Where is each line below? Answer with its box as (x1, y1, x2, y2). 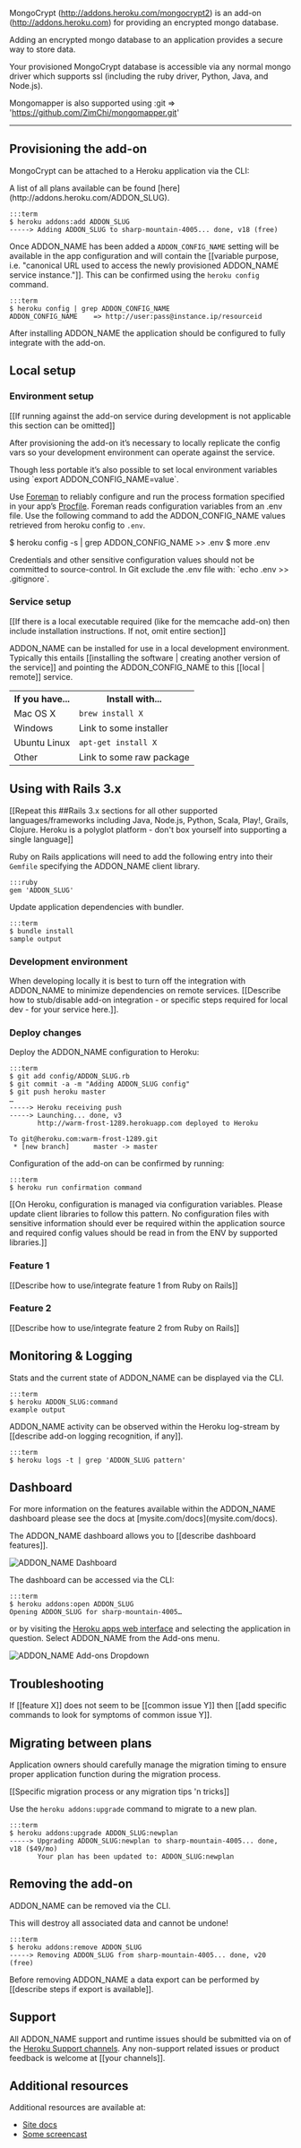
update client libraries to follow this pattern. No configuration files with (9, 1208, 270, 1219)
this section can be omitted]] (9, 420, 116, 431)
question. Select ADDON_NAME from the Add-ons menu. (9, 1633, 220, 1644)
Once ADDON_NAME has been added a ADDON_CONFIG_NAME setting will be (9, 241, 279, 252)
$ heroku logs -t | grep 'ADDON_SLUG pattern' (9, 1456, 186, 1465)
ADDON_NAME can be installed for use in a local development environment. (9, 642, 290, 653)
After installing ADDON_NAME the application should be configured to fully (9, 327, 286, 339)
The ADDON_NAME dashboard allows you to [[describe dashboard (9, 1531, 257, 1542)
